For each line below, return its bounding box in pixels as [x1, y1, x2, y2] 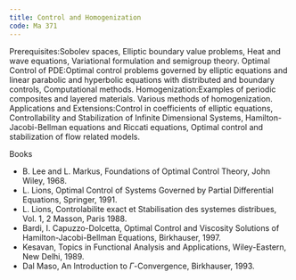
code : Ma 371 [9, 21, 58, 30]
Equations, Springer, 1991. [21, 194, 118, 205]
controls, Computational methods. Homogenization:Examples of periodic [9, 84, 276, 95]
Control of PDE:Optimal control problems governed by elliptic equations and [9, 64, 288, 76]
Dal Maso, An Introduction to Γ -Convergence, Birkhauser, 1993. [21, 260, 256, 271]
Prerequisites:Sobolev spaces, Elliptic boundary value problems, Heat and [9, 45, 281, 56]
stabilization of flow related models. [9, 131, 141, 142]
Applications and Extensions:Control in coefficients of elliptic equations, [9, 103, 274, 113]
